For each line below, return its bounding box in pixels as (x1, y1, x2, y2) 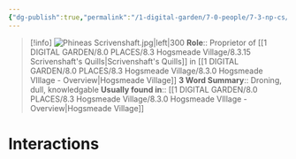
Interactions (8, 133, 99, 154)
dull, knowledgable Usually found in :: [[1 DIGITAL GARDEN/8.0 (29, 84, 258, 95)
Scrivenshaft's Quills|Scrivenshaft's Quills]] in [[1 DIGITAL (29, 56, 239, 66)
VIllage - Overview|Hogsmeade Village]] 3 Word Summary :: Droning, (29, 74, 282, 85)
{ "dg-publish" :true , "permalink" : (8, 12, 132, 22)
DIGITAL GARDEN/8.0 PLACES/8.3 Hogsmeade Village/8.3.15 (29, 46, 251, 57)
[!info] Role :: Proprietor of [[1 (29, 37, 267, 48)
